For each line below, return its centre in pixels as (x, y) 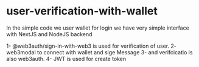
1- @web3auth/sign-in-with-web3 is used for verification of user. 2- (91, 46)
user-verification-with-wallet (82, 11)
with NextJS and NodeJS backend (49, 34)
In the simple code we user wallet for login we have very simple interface (98, 28)
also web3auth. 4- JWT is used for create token (66, 59)
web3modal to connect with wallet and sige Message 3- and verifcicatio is (100, 52)
